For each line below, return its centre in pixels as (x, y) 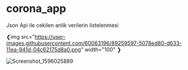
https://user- (50, 36)
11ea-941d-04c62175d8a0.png (44, 49)
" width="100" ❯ (101, 49)
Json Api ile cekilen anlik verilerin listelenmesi (62, 25)
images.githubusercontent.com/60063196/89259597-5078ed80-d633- (94, 43)
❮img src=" (21, 36)
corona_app (36, 9)
